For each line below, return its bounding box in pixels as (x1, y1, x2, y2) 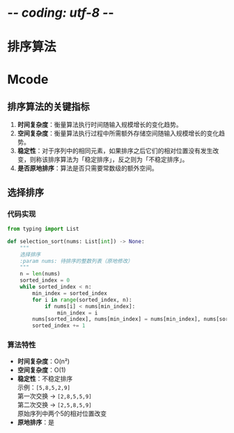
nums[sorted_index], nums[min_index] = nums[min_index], (32, 316, 201, 323)
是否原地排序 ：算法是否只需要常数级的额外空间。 (17, 164, 158, 172)
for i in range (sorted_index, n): (32, 296, 132, 303)
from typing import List (7, 225, 79, 233)
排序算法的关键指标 (7, 100, 90, 112)
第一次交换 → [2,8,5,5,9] (17, 392, 92, 400)
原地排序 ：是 (17, 418, 54, 427)
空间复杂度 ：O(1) (17, 366, 66, 374)
